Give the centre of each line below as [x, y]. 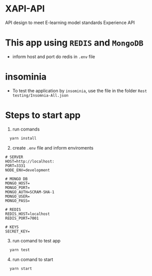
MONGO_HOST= [17, 183]
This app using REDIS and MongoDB [74, 43]
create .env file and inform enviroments [53, 147]
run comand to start [33, 259]
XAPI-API [25, 9]
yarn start [21, 268]
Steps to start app [43, 115]
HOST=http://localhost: [30, 161]
